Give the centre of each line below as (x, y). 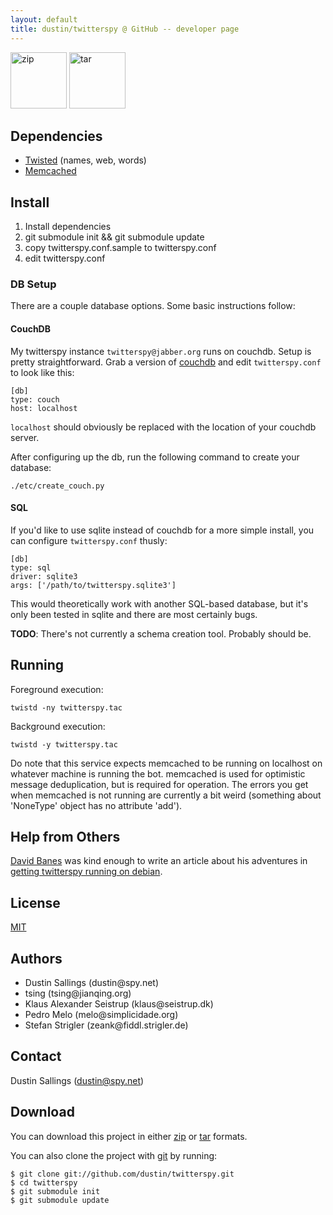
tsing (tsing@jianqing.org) (78, 993)
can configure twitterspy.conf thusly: (89, 540)
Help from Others (65, 837)
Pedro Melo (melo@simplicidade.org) (101, 1015)
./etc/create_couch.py (57, 486)
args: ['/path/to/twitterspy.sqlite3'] (93, 585)
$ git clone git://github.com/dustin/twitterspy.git (122, 1174)
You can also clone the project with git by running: (114, 1155)
